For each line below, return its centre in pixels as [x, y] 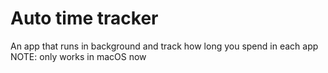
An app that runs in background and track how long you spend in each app [164, 46]
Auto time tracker [84, 18]
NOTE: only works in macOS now [78, 56]
